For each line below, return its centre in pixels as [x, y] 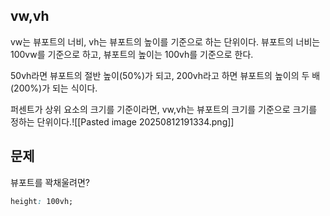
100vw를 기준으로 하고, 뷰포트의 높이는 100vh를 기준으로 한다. [132, 54]
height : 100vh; [42, 201]
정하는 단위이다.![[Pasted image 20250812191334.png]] [122, 121]
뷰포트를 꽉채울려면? [50, 182]
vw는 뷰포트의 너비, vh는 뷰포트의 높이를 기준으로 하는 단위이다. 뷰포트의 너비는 [165, 41]
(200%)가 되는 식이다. [54, 88]
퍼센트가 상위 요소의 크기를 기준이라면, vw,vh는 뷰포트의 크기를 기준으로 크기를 [164, 109]
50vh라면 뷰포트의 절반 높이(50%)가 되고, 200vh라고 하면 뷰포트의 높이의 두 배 [165, 75]
